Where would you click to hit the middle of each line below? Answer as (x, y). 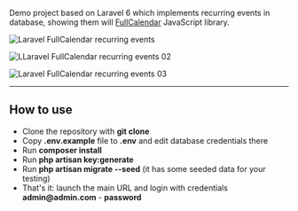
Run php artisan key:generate (78, 160)
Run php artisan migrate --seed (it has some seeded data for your (144, 168)
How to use (41, 110)
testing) (36, 178)
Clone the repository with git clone (86, 131)
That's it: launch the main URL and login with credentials (125, 188)
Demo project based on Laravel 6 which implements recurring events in (140, 13)
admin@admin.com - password (82, 197)
